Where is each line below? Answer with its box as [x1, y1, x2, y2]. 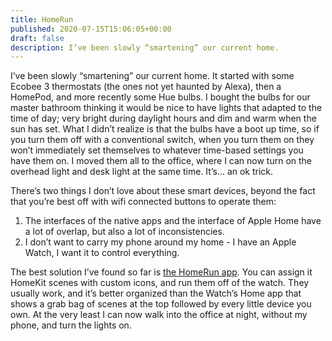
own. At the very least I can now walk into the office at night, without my [10, 309, 308, 321]
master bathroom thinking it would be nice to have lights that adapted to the [10, 102, 323, 114]
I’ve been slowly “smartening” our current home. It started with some [10, 70, 295, 82]
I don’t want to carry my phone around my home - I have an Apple [24, 236, 297, 248]
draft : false [10, 33, 65, 43]
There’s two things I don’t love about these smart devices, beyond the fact [10, 185, 316, 197]
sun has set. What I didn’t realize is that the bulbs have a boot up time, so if [10, 123, 320, 135]
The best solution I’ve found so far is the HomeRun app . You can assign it [10, 266, 313, 278]
